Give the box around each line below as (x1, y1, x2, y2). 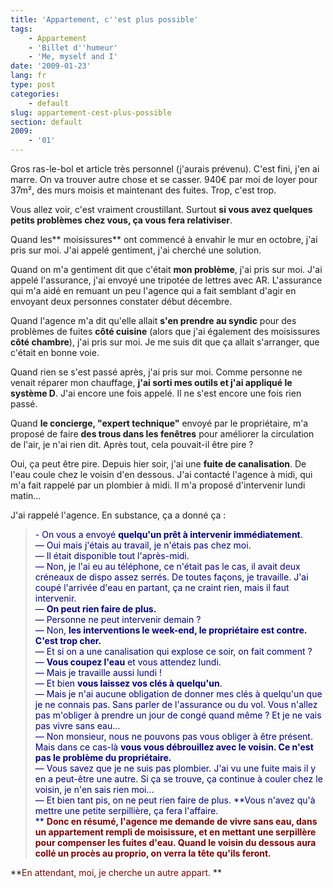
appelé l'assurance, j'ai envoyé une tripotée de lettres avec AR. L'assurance (10, 274, 323, 286)
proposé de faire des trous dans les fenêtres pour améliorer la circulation (10, 428, 315, 440)
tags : (10, 24, 33, 34)
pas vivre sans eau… (34, 720, 121, 731)
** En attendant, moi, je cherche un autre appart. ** (10, 867, 223, 878)
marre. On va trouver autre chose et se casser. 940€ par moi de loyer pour (10, 174, 318, 185)
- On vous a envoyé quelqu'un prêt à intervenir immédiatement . (34, 529, 303, 540)
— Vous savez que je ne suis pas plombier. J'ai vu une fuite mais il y (34, 762, 317, 774)
